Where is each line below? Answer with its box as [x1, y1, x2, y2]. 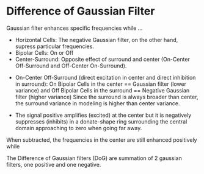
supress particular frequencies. [15, 43, 95, 50]
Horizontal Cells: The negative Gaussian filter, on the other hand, [15, 36, 178, 43]
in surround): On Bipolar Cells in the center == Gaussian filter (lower [15, 80, 186, 88]
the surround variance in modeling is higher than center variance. [15, 99, 180, 107]
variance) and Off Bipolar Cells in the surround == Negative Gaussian [15, 86, 190, 94]
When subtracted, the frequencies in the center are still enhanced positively [6, 136, 197, 144]
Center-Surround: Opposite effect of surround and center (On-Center [15, 55, 191, 63]
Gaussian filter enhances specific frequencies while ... [6, 24, 143, 32]
